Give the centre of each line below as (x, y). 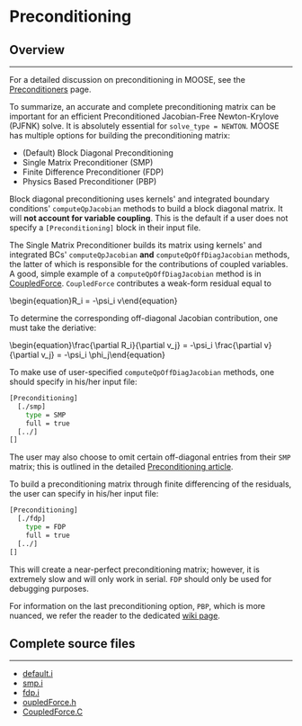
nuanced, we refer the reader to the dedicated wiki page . (115, 615)
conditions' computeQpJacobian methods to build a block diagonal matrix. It (146, 208)
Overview (37, 50)
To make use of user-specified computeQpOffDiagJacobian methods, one (142, 372)
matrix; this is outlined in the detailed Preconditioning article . (121, 467)
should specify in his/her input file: (73, 381)
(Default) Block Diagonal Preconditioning (98, 153)
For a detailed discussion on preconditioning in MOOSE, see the (127, 80)
